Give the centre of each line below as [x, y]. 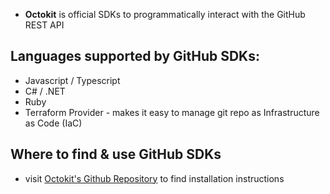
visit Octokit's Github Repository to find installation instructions [154, 178]
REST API [44, 25]
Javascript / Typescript [72, 80]
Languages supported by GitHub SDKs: [135, 56]
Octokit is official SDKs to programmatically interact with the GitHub [165, 14]
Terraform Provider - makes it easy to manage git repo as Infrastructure [172, 112]
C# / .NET [45, 91]
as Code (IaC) [53, 123]
